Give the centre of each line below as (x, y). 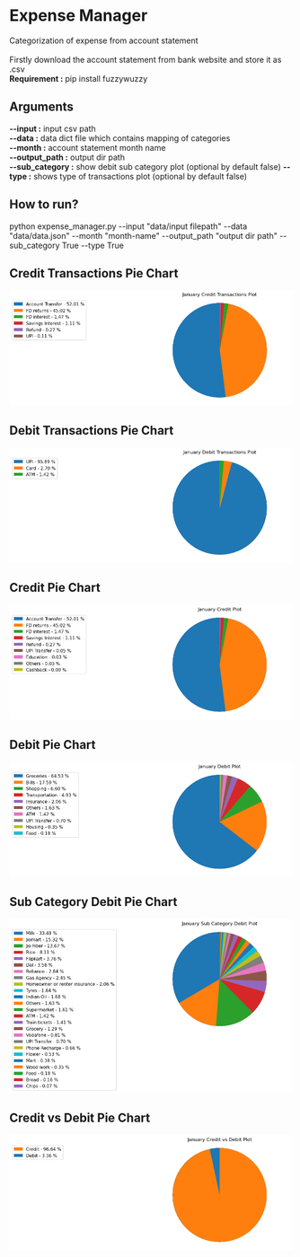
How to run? (44, 204)
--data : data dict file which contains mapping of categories (120, 138)
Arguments (42, 107)
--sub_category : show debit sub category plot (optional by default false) (145, 166)
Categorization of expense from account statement (104, 40)
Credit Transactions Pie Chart (94, 273)
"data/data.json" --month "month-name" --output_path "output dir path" (144, 235)
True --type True (93, 245)
